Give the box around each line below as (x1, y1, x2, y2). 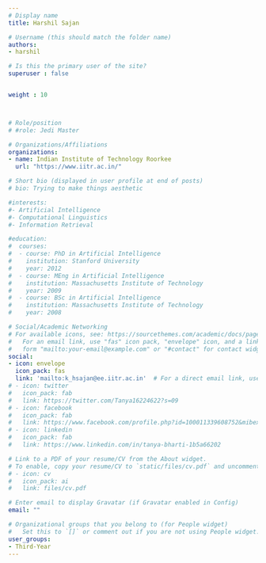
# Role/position (8, 119, 62, 127)
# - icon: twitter (8, 382, 69, 390)
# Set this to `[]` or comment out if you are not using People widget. (8, 527, 260, 535)
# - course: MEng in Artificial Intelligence (8, 272, 165, 280)
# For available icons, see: (8, 330, 104, 338)
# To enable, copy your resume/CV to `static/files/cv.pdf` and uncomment (8, 462, 260, 470)
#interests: (8, 199, 47, 207)
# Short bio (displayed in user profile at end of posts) (8, 177, 203, 185)
